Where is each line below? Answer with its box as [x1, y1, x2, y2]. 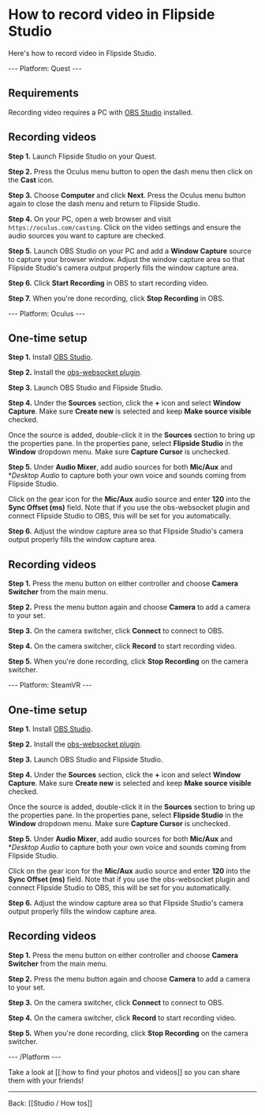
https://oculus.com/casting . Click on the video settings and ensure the [8, 223, 241, 232]
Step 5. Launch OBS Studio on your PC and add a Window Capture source [8, 246, 252, 256]
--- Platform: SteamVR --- [8, 680, 92, 690]
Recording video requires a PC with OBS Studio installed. [8, 107, 193, 117]
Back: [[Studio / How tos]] [8, 1098, 93, 1108]
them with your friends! [8, 1076, 84, 1085]
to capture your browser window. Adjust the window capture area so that [8, 254, 245, 264]
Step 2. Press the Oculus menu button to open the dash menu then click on [8, 167, 253, 176]
